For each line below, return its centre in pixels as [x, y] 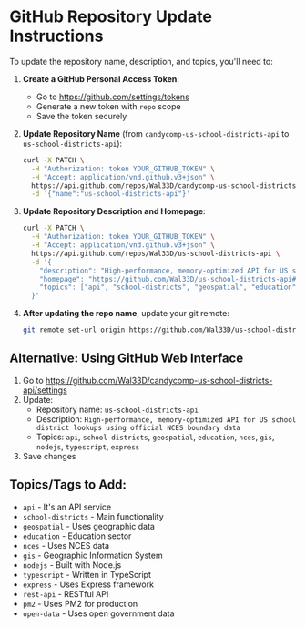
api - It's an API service [67, 507]
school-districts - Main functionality [93, 516]
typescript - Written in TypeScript [87, 574]
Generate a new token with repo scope [109, 106]
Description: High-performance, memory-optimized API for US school [166, 419]
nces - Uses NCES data [66, 545]
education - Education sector [77, 536]
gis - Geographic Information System [92, 555]
